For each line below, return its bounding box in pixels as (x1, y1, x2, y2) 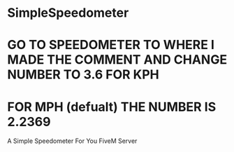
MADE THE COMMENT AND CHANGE (7, 52, 228, 68)
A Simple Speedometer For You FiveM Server (7, 137, 138, 145)
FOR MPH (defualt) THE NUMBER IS (7, 99, 217, 115)
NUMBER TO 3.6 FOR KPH (7, 67, 159, 83)
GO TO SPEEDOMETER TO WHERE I (7, 37, 215, 53)
